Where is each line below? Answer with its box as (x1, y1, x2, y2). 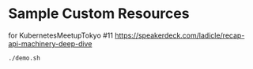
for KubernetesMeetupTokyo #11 (8, 31, 113, 40)
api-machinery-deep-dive (8, 38, 93, 48)
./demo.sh (8, 54, 41, 62)
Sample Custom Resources (8, 5, 190, 23)
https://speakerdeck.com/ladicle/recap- (114, 31, 245, 40)
